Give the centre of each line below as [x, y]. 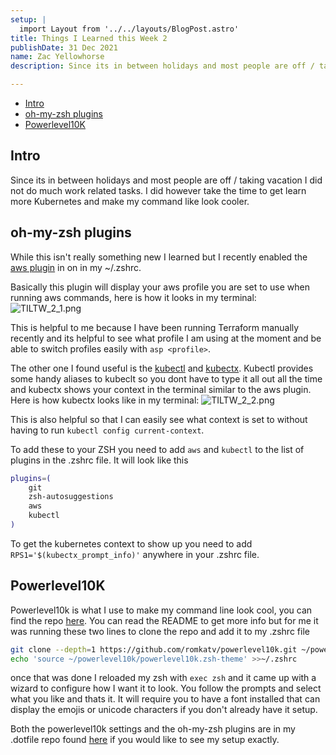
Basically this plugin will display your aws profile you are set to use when [160, 287]
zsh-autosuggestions [71, 497]
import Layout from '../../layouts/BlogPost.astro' [129, 29]
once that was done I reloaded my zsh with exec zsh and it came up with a [163, 678]
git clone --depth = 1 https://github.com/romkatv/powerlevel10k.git [154, 649]
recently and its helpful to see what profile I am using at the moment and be [166, 338]
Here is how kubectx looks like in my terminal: [105, 400]
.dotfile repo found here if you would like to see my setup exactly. [145, 740]
